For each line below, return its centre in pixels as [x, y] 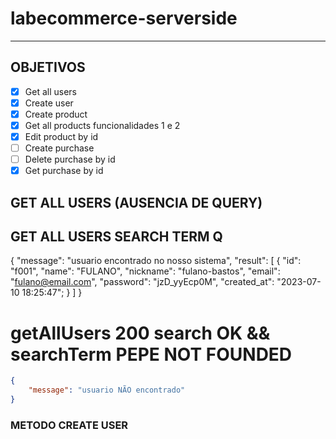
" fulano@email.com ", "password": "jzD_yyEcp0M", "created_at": [142, 282]
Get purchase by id [64, 171]
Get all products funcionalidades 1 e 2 [102, 125]
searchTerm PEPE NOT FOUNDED [151, 354]
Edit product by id [61, 136]
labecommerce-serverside [124, 18]
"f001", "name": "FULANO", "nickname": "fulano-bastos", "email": [145, 271]
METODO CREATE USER [69, 425]
